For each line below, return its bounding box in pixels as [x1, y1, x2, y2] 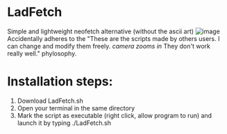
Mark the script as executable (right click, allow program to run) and [17, 111, 212, 119]
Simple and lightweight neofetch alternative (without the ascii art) [7, 27, 194, 35]
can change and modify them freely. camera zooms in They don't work [7, 42, 210, 50]
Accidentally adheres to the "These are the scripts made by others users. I [7, 34, 220, 42]
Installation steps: [7, 74, 113, 90]
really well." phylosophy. [7, 49, 77, 58]
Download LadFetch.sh [17, 97, 83, 105]
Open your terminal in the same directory [17, 103, 135, 112]
